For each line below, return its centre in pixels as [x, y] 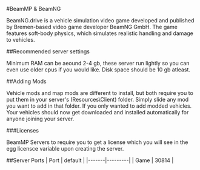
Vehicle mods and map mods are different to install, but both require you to [100, 93]
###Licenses [23, 130]
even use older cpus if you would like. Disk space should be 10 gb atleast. [98, 70]
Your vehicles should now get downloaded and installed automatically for [98, 112]
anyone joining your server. [40, 119]
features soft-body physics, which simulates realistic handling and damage [100, 33]
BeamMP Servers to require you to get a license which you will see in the [97, 142]
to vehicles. [21, 40]
